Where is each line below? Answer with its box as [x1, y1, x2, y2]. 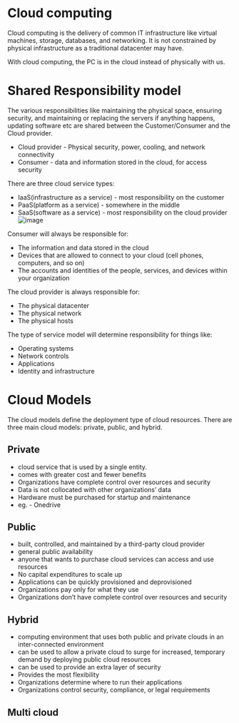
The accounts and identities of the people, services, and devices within [17, 266, 228, 275]
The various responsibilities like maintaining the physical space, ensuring [7, 106, 223, 115]
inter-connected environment [17, 640, 104, 649]
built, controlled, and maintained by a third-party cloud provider [17, 540, 205, 548]
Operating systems [17, 344, 74, 352]
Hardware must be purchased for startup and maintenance [17, 493, 191, 501]
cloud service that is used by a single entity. [17, 462, 148, 471]
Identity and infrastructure [17, 366, 95, 375]
